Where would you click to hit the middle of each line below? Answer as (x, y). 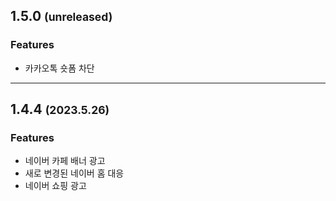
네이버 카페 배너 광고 (65, 161)
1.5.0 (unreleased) (61, 16)
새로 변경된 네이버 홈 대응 (74, 173)
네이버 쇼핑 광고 (55, 186)
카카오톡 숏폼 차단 (59, 68)
